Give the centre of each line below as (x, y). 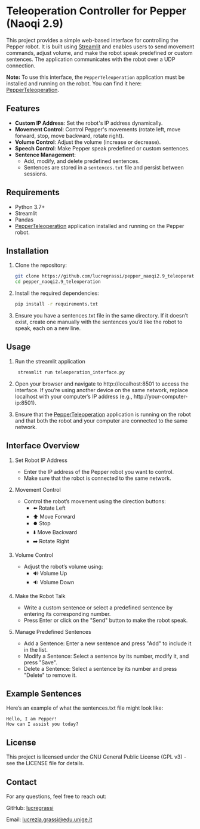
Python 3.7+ (30, 207)
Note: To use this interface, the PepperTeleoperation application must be (96, 77)
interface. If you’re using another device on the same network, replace (101, 390)
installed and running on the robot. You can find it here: (74, 83)
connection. (21, 65)
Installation (27, 251)
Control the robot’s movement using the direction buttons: (95, 501)
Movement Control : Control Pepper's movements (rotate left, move (98, 129)
